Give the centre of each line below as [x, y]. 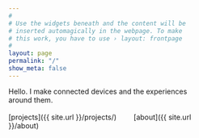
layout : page [30, 53]
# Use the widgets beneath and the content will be [97, 23]
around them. [31, 100]
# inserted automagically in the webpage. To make [95, 31]
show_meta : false [38, 69]
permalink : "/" [34, 61]
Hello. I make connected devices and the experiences [98, 91]
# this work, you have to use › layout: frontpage [95, 38]
